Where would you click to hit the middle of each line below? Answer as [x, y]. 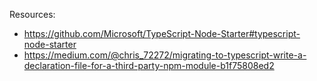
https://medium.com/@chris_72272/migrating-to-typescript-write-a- [165, 55]
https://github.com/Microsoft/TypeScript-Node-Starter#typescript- [162, 33]
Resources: [32, 14]
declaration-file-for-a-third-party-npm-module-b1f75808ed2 [149, 65]
